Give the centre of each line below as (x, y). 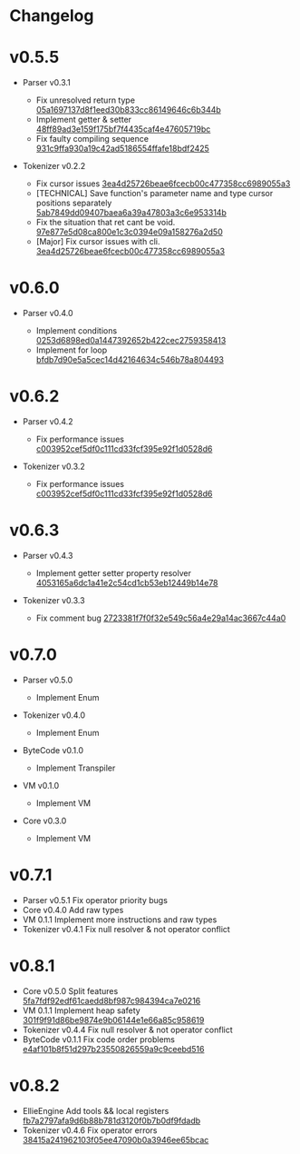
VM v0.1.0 (41, 785)
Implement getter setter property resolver (114, 572)
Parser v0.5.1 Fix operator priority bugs (95, 900)
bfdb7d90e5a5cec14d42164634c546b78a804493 (130, 360)
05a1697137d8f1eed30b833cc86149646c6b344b (129, 110)
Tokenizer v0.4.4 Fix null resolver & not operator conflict (127, 1030)
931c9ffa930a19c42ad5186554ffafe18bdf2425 (123, 149)
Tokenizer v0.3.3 (53, 600)
